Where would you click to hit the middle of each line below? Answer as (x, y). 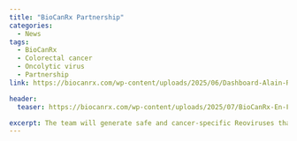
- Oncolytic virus (51, 67)
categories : (31, 26)
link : (19, 83)
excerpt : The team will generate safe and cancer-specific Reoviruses (142, 123)
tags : (19, 42)
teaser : (31, 107)
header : (23, 99)
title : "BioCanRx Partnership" (67, 17)
